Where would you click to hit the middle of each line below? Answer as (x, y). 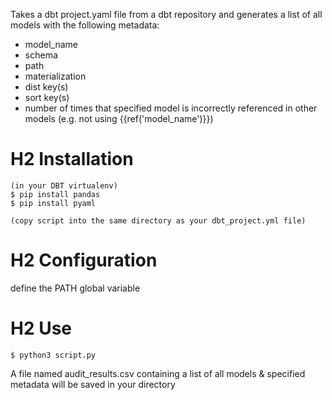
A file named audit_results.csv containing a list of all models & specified (158, 373)
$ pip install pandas (55, 194)
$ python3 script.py (53, 355)
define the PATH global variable (75, 288)
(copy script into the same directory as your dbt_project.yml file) (158, 220)
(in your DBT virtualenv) (64, 185)
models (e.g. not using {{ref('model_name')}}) (119, 118)
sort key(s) (47, 97)
